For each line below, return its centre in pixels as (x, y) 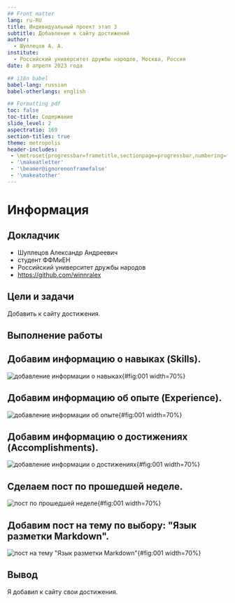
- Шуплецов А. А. (39, 46)
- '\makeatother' (35, 175)
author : (19, 40)
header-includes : (33, 150)
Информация (48, 210)
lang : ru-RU (24, 20)
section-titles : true (39, 136)
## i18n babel (28, 78)
